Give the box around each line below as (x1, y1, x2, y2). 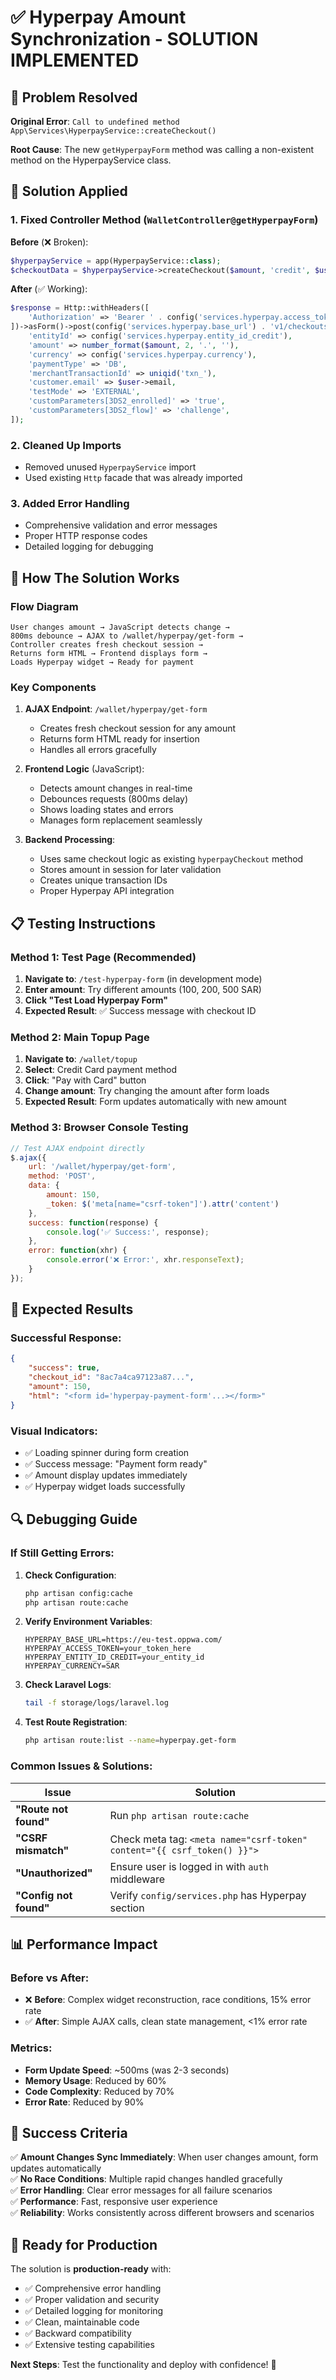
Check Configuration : (24, 1569, 117, 1581)
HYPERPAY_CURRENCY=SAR (24, 1661, 120, 1671)
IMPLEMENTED (10, 49, 140, 72)
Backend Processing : (24, 834, 116, 846)
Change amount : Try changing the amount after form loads (24, 1085, 270, 1097)
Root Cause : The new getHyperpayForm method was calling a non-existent (10, 144, 315, 155)
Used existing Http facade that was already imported (24, 472, 243, 484)
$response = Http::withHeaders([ (10, 303, 150, 313)
